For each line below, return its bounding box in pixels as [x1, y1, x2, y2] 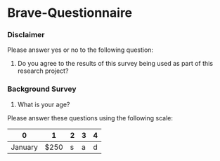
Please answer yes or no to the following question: [7, 45, 153, 54]
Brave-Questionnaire [7, 5, 133, 21]
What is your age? [17, 100, 70, 108]
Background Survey [7, 84, 77, 94]
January [11, 142, 39, 152]
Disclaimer [7, 30, 45, 40]
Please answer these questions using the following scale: [7, 113, 174, 122]
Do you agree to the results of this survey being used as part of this [17, 59, 213, 68]
